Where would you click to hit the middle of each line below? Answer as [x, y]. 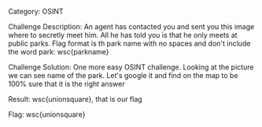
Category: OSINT [36, 11]
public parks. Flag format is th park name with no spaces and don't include [129, 43]
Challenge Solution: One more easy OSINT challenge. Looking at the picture [131, 67]
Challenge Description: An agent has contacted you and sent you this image [131, 26]
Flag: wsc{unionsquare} [47, 114]
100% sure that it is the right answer [67, 84]
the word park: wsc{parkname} [59, 52]
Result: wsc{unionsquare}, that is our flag [76, 99]
